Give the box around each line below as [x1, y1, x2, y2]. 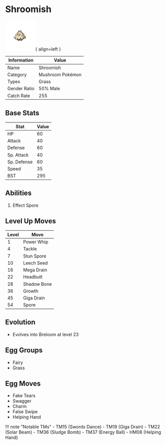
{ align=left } [35, 46, 61, 52]
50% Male [38, 86, 60, 92]
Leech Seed [23, 260, 48, 266]
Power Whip [23, 239, 49, 245]
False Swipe [12, 409, 38, 415]
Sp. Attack [7, 152, 29, 158]
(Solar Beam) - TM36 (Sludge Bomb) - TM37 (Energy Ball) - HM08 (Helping [5, 429, 161, 435]
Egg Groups [5, 346, 43, 355]
